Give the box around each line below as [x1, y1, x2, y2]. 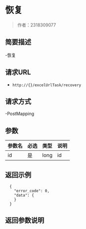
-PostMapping [5, 111, 35, 117]
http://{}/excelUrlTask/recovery [12, 83, 82, 88]
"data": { [14, 193, 35, 198]
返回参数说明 [5, 216, 44, 225]
